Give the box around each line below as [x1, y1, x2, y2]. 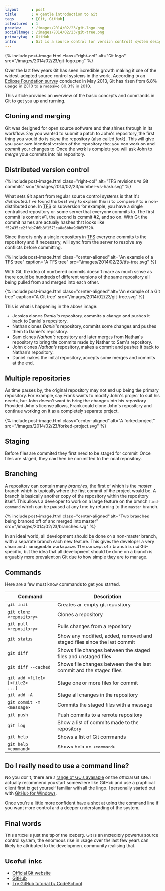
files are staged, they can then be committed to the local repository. [5, 456, 142, 461]
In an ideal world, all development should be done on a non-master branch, [5, 533, 157, 539]
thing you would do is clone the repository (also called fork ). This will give [5, 136, 155, 142]
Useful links [5, 857, 43, 865]
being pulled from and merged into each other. [5, 279, 100, 285]
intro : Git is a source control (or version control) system [5, 39, 148, 44]
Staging [5, 437, 30, 445]
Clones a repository [57, 611, 103, 618]
